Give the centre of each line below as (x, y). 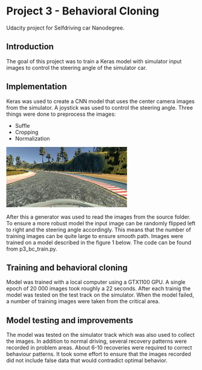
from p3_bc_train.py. (32, 249)
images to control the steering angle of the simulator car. (77, 67)
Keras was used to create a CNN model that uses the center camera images (100, 101)
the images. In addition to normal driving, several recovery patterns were (96, 341)
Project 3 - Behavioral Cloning (83, 11)
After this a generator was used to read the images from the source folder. (99, 217)
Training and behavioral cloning (67, 267)
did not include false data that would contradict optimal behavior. (87, 360)
